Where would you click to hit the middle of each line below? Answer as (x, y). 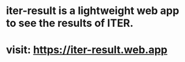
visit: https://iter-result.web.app (87, 50)
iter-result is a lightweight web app (93, 11)
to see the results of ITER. (70, 23)
